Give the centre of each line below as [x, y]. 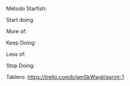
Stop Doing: [21, 65]
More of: [17, 31]
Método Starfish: [27, 9]
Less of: [16, 54]
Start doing [20, 20]
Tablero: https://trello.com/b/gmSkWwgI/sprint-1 [65, 77]
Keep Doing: [21, 43]
